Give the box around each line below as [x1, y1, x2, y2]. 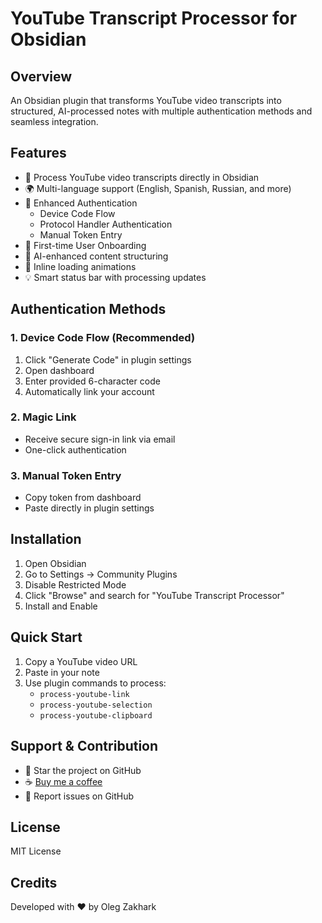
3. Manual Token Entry [10, 468, 122, 482]
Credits [10, 874, 58, 891]
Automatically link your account [24, 385, 155, 397]
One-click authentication [24, 443, 127, 456]
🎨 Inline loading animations [24, 260, 137, 272]
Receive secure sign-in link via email [24, 433, 176, 445]
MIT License [10, 845, 62, 857]
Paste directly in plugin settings [24, 502, 155, 514]
